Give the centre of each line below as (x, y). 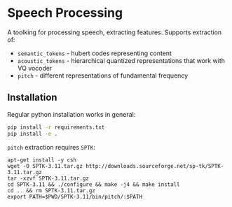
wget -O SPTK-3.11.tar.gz (45, 166)
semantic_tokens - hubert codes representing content (94, 53)
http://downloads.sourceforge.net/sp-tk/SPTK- (155, 166)
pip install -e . (33, 134)
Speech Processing (65, 13)
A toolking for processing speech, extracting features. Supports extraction (115, 32)
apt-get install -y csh (42, 160)
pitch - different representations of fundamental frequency (103, 76)
